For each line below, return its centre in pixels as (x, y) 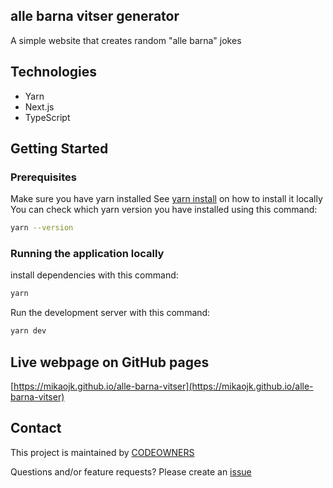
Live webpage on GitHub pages (110, 362)
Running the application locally (87, 254)
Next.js (39, 106)
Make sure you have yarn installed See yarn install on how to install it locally (166, 199)
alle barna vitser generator (95, 16)
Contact (36, 428)
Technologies (54, 72)
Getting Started (59, 149)
